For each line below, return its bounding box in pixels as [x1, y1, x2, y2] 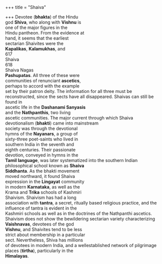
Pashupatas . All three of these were [5, 72, 80, 78]
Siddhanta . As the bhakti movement [5, 168, 80, 174]
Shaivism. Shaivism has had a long [5, 194, 76, 200]
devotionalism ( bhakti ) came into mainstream [5, 120, 99, 126]
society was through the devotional [5, 125, 78, 131]
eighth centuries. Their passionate [5, 147, 76, 152]
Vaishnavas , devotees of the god [5, 221, 74, 227]
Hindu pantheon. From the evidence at [5, 30, 84, 35]
